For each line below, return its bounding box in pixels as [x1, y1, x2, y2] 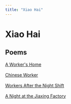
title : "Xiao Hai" [5, 7, 43, 12]
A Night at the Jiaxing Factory [5, 93, 66, 99]
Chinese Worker [5, 72, 38, 78]
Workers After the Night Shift [5, 82, 65, 88]
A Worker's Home [5, 61, 42, 67]
